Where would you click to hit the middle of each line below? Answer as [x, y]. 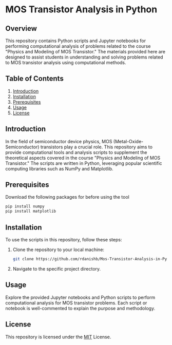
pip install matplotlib [31, 212]
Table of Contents [35, 79]
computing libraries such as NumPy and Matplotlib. [60, 168]
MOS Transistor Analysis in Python [81, 9]
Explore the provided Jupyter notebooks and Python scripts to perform [80, 297]
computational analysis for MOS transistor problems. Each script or [76, 303]
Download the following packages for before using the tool [67, 197]
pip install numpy [25, 206]
